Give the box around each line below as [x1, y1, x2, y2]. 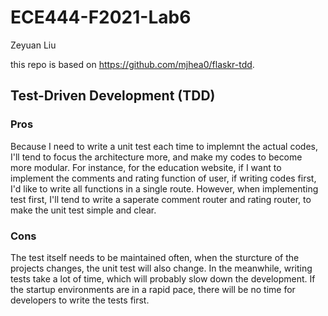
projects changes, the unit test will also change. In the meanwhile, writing [10, 262, 313, 274]
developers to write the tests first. [10, 294, 150, 306]
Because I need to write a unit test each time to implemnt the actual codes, [10, 140, 318, 152]
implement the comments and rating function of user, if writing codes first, [10, 172, 317, 184]
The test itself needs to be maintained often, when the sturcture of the [10, 251, 300, 263]
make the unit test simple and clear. [10, 204, 157, 216]
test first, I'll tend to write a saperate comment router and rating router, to [10, 193, 312, 205]
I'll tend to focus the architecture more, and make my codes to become [10, 151, 303, 163]
